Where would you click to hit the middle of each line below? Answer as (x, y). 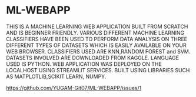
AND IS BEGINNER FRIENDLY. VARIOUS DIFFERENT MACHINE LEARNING (95, 32)
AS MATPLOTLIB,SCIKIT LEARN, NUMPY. (56, 76)
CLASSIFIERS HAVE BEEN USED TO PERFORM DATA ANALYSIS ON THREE (97, 39)
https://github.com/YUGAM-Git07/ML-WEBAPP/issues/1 (74, 88)
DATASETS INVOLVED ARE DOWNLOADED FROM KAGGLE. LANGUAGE (93, 58)
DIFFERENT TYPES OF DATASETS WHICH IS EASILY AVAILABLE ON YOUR (96, 45)
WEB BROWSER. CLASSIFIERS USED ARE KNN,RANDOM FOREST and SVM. (98, 51)
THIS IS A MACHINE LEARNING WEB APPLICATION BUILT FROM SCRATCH (97, 26)
